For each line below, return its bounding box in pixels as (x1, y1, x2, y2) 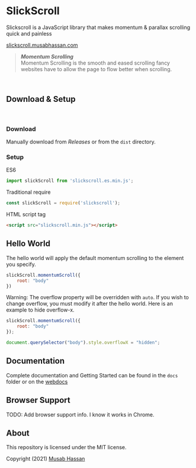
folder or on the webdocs (6, 378, 68, 385)
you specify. (6, 261, 37, 268)
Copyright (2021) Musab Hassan (6, 455, 85, 463)
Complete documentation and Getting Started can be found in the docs (6, 371, 178, 379)
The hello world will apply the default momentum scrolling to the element (6, 254, 184, 261)
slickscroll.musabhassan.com (6, 41, 78, 49)
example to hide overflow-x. (6, 306, 75, 313)
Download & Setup (6, 94, 76, 104)
